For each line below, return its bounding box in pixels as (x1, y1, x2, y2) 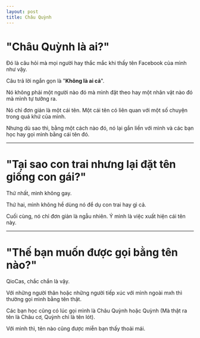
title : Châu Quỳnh (6, 14, 52, 20)
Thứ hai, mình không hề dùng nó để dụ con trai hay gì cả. (6, 201, 147, 208)
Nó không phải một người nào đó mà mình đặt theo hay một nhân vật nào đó (6, 89, 193, 96)
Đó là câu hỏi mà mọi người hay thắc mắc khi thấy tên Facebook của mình (6, 60, 187, 67)
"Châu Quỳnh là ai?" (6, 40, 110, 54)
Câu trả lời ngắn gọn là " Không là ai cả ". (6, 77, 105, 84)
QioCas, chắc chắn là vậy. (6, 278, 70, 285)
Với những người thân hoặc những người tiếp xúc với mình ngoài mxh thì (6, 289, 183, 296)
